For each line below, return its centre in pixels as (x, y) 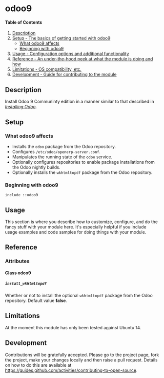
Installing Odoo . (21, 107)
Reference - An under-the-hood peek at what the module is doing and (82, 59)
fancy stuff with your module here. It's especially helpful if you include (76, 227)
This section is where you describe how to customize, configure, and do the (81, 222)
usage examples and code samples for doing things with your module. (76, 232)
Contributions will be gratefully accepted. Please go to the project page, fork (82, 355)
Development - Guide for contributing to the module (64, 75)
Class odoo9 (18, 273)
